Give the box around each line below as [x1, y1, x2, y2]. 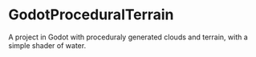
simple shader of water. [8, 40, 87, 50]
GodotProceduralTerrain [8, 6, 174, 24]
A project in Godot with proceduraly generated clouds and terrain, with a [8, 32, 249, 42]
